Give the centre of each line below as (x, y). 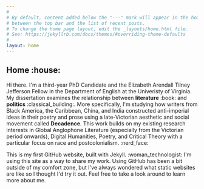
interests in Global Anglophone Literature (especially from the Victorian (95, 130)
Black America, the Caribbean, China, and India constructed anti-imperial (98, 110)
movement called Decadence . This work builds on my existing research (96, 123)
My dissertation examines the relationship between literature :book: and (97, 98)
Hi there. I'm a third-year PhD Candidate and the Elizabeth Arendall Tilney (98, 85)
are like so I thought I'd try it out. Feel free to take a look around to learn (96, 174)
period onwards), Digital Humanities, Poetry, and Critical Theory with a (95, 136)
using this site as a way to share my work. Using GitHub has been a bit (94, 161)
